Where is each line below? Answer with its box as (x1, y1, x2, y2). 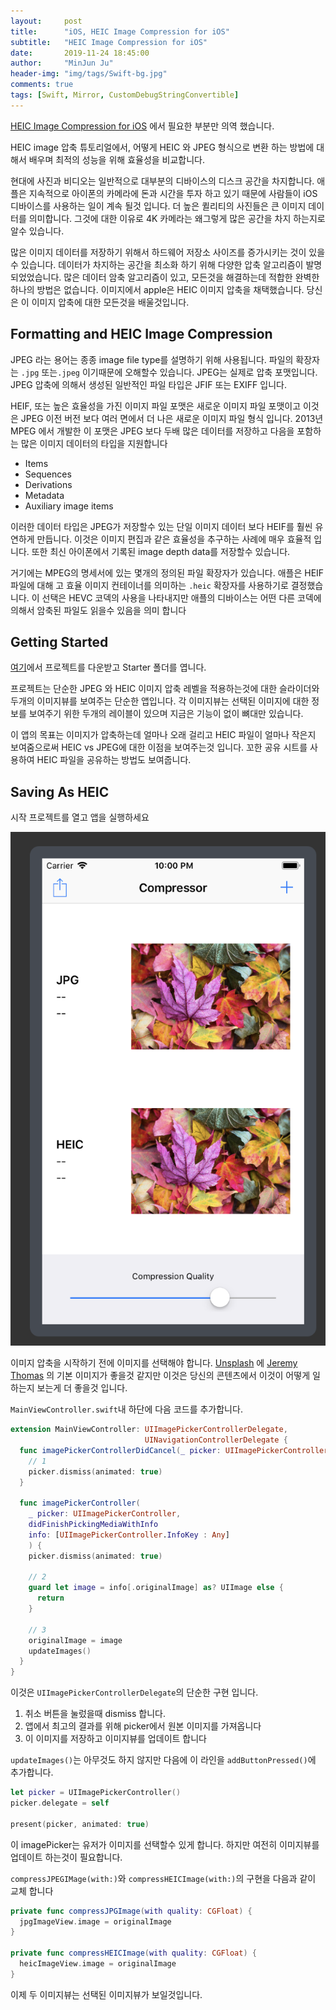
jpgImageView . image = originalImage (19, 1916, 172, 1927)
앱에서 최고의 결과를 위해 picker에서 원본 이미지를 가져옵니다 (24, 1720, 262, 1732)
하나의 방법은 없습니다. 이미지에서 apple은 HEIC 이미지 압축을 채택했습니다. (10, 283, 305, 295)
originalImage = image (28, 1635, 123, 1645)
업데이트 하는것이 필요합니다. (10, 1851, 123, 1863)
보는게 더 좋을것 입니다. (36, 1382, 128, 1394)
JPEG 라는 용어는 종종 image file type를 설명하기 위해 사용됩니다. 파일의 (10, 353, 294, 365)
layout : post (10, 16, 83, 26)
